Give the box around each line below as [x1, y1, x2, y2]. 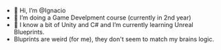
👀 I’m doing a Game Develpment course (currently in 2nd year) [13, 14, 191, 22]
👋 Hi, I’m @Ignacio [13, 7, 66, 14]
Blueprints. [13, 28, 45, 36]
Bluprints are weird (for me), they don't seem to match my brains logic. [13, 35, 215, 43]
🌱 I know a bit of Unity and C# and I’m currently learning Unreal [13, 21, 194, 28]
